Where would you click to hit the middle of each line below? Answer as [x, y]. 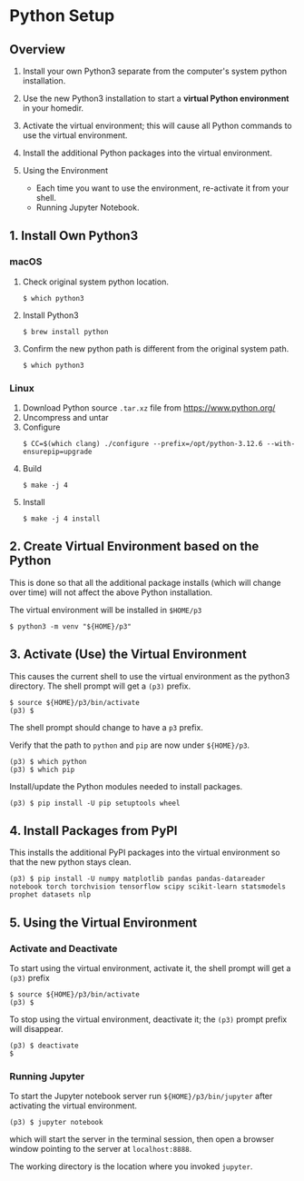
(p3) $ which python [49, 761]
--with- [281, 443]
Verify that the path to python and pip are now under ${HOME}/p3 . [130, 745]
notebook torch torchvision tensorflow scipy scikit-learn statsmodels [147, 887]
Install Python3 [50, 315]
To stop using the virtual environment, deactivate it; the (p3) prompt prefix [148, 1019]
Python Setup [62, 16]
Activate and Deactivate [64, 948]
